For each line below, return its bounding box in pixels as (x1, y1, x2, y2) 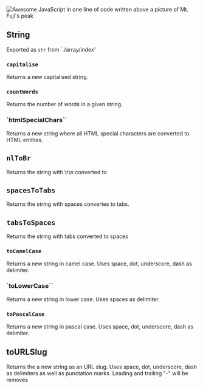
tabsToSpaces (6, 218, 56, 227)
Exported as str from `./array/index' (6, 46, 96, 53)
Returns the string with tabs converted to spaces (6, 233, 129, 240)
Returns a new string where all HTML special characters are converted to (6, 129, 190, 137)
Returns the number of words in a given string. (6, 101, 123, 108)
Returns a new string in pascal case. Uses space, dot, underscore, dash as (6, 323, 193, 330)
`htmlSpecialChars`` (6, 116, 67, 124)
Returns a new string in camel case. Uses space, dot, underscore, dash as (6, 260, 193, 267)
